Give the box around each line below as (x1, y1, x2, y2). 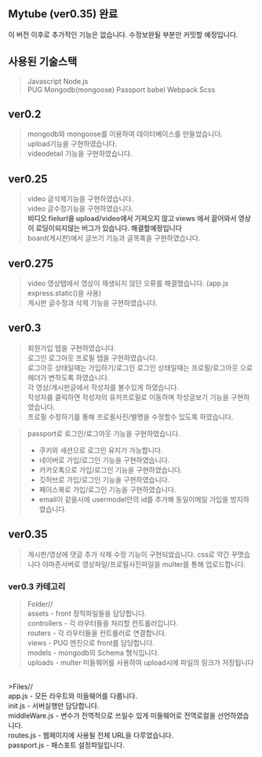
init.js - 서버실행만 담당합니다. (8, 700, 100, 710)
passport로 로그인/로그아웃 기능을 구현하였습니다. (27, 428, 180, 438)
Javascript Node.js (27, 76, 89, 86)
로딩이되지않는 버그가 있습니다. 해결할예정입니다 (35, 223, 182, 233)
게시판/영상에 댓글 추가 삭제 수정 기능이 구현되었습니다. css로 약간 (27, 549, 230, 559)
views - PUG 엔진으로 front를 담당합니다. (27, 638, 155, 647)
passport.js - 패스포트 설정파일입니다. (8, 740, 126, 749)
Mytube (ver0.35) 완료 (8, 7, 118, 21)
